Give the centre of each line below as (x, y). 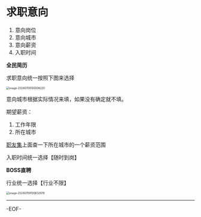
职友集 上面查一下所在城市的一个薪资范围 (56, 145)
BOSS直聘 (19, 170)
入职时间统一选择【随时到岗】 (43, 157)
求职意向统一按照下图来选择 (40, 78)
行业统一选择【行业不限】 (38, 182)
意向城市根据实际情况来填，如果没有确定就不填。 (66, 99)
